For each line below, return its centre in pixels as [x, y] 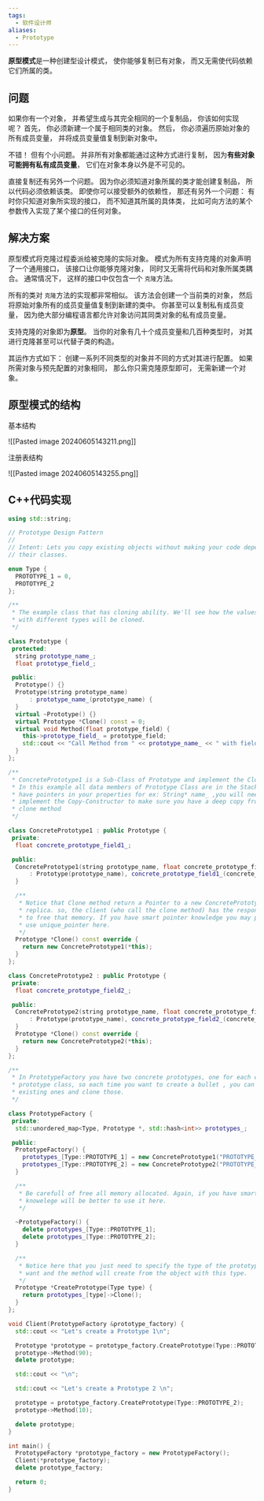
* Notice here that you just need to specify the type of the [122, 1265]
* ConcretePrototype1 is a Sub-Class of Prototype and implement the [128, 780]
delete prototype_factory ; [59, 1468]
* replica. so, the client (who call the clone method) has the [126, 910]
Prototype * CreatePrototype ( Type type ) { [84, 1288]
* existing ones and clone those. [68, 1092]
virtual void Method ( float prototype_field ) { [93, 729]
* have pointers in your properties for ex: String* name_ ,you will [128, 794]
